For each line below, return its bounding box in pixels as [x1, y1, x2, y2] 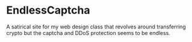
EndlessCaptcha [6, 4, 90, 17]
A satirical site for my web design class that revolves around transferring [6, 23, 187, 30]
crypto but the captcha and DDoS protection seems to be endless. [6, 29, 170, 36]
